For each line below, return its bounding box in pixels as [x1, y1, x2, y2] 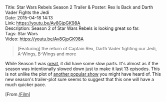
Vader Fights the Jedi [5, 9, 49, 15]
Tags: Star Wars [5, 31, 38, 36]
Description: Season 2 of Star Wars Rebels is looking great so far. [5, 25, 140, 31]
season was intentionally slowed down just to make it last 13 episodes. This [5, 66, 160, 72]
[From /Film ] [5, 92, 31, 97]
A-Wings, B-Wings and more [17, 51, 76, 57]
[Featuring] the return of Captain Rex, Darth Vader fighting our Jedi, [17, 46, 157, 51]
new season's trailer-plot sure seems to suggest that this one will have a [5, 77, 154, 82]
